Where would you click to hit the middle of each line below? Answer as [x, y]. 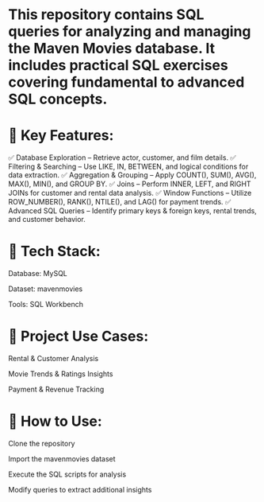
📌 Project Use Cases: [78, 337]
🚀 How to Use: [55, 421]
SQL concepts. [58, 99]
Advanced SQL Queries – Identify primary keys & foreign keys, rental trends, [133, 211]
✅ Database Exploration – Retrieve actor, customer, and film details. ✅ [122, 158]
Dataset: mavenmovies [46, 289]
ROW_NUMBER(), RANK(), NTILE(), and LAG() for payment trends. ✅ [120, 202]
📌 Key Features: [61, 136]
